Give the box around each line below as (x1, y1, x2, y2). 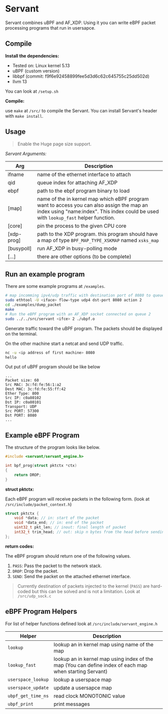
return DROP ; (14, 472, 41, 477)
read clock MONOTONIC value (53, 692, 125, 699)
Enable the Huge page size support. (17, 141, 91, 147)
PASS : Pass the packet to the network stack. (12, 563, 102, 569)
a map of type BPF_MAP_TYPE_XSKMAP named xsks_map (37, 237, 159, 244)
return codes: (5, 543, 34, 549)
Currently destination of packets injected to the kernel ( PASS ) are (17, 583, 150, 589)
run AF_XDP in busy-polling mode (37, 245, 117, 252)
